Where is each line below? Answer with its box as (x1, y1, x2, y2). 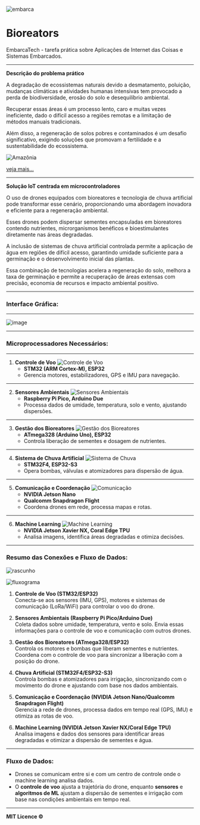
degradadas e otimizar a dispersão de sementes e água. (14, 736, 153, 743)
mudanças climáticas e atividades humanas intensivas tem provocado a (6, 87, 183, 95)
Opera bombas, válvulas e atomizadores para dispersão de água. (23, 467, 184, 474)
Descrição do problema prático (6, 69, 85, 77)
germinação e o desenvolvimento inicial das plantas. (6, 255, 135, 262)
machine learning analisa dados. (14, 777, 95, 784)
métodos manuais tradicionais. (6, 118, 82, 125)
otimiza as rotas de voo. (14, 712, 74, 719)
